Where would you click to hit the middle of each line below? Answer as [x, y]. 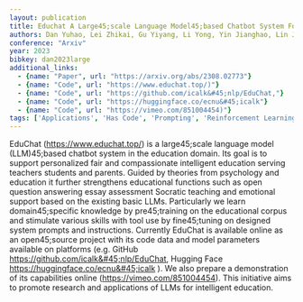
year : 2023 [30, 51]
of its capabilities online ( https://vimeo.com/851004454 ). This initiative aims [151, 278]
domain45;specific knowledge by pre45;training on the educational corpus [148, 211]
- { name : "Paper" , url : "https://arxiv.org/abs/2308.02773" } [135, 77]
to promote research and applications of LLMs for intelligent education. [141, 288]
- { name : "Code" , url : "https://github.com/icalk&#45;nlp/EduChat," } [151, 93]
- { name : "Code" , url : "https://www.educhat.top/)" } [119, 85]
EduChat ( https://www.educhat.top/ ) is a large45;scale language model [142, 144]
